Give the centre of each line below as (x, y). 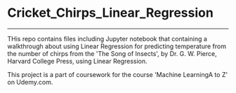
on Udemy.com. (30, 82)
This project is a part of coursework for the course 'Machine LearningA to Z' (118, 74)
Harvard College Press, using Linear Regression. (77, 61)
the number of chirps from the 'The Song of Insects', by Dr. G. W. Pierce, (112, 53)
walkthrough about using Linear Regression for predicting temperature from (117, 46)
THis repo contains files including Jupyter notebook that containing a (107, 38)
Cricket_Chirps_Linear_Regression (111, 13)
